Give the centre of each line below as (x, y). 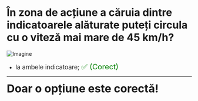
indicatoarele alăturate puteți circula (97, 25)
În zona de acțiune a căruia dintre (90, 13)
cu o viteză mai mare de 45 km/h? (90, 38)
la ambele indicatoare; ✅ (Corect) (67, 67)
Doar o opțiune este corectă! (83, 88)
